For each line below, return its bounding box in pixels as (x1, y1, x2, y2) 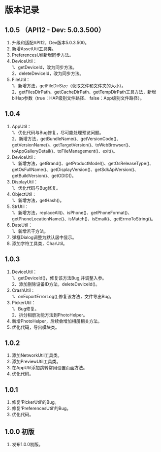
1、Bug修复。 (11, 306, 39, 312)
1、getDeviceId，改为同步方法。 (11, 65, 77, 70)
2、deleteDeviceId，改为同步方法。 (11, 70, 84, 76)
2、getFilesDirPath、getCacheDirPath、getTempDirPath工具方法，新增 (11, 89, 156, 95)
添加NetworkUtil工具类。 (11, 352, 62, 358)
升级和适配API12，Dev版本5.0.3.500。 (11, 40, 90, 45)
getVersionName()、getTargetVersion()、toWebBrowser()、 (11, 141, 133, 148)
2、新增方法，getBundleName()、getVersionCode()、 (11, 136, 121, 141)
